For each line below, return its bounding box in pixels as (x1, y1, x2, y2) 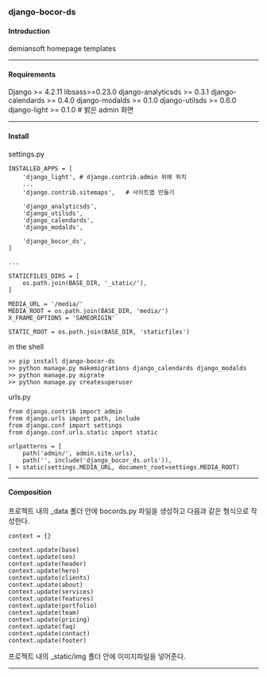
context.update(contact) (8, 629, 91, 637)
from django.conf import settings (8, 421, 123, 429)
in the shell (8, 342, 44, 351)
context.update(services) (8, 588, 94, 596)
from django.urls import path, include (8, 414, 141, 422)
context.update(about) (8, 581, 83, 589)
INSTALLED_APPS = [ (8, 164, 73, 173)
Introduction (8, 26, 50, 36)
